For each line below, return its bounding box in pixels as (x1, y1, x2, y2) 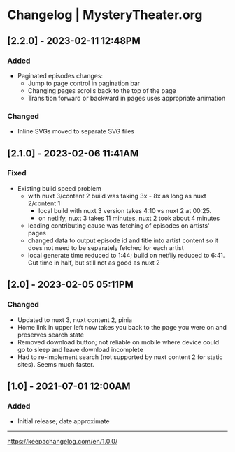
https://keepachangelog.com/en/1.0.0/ (7, 437, 117, 446)
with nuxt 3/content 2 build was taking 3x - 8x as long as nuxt (27, 191, 206, 200)
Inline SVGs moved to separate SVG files (17, 127, 135, 136)
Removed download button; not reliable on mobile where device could (17, 337, 220, 346)
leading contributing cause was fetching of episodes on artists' (27, 221, 210, 230)
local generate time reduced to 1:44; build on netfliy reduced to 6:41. (27, 251, 225, 259)
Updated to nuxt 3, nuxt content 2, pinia (17, 315, 133, 324)
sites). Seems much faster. (17, 360, 94, 368)
